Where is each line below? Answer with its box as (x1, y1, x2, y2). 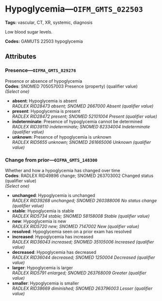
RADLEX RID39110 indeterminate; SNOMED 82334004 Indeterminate (12, 124, 150, 129)
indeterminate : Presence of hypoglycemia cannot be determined (12, 118, 143, 124)
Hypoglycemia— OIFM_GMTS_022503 (5, 3, 143, 15)
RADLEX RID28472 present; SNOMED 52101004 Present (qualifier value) (12, 113, 158, 119)
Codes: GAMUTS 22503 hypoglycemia (5, 38, 83, 44)
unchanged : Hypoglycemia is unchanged (12, 192, 96, 198)
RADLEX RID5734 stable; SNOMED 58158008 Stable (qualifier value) (12, 213, 150, 219)
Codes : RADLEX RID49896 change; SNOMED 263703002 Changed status (5, 173, 154, 178)
